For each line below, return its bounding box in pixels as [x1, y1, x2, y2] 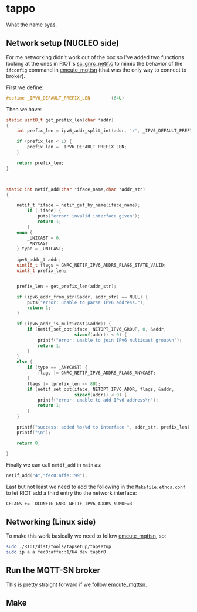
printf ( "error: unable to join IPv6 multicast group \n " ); [37, 337, 182, 343]
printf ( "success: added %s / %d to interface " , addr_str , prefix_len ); [16, 424, 193, 430]
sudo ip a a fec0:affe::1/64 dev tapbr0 [6, 549, 107, 555]
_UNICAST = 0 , [27, 235, 62, 241]
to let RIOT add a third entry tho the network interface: [6, 489, 137, 497]
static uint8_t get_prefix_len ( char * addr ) [6, 117, 114, 123]
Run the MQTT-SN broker [6, 565, 101, 576]
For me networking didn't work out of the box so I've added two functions [6, 53, 185, 60]
